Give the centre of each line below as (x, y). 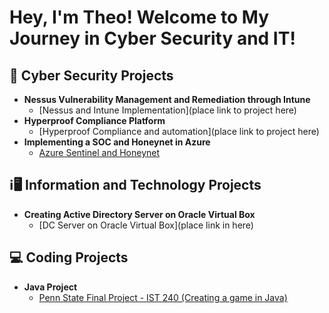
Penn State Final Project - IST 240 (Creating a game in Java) (163, 297)
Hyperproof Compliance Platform (94, 120)
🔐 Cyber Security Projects (91, 75)
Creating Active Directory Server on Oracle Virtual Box (139, 214)
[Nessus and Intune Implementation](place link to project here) (167, 110)
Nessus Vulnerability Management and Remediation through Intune (167, 99)
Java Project (50, 287)
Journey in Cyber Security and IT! (152, 38)
